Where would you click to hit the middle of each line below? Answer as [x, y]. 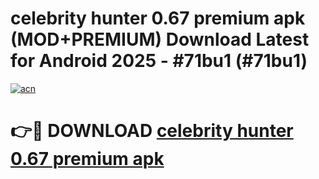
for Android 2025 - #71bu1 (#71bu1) [159, 61]
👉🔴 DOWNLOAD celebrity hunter [152, 131]
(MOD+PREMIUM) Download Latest [160, 39]
